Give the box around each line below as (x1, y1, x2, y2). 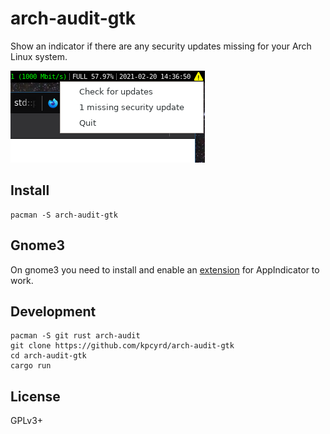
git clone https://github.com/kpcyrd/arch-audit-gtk (10, 341, 235, 351)
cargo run (10, 361, 52, 371)
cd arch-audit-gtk (10, 351, 87, 361)
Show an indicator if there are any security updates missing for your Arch (10, 40, 312, 52)
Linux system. (10, 50, 68, 62)
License (10, 388, 61, 405)
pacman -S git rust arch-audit (10, 331, 141, 341)
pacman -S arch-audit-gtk (10, 210, 118, 220)
